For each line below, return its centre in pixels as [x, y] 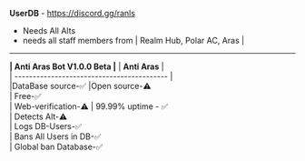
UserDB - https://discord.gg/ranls [73, 13]
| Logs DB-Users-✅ [46, 126]
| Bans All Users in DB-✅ [55, 136]
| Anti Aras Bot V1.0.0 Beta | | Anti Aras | [87, 66]
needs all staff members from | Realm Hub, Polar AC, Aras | [133, 40]
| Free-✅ [26, 96]
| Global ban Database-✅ [56, 146]
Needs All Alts [49, 30]
